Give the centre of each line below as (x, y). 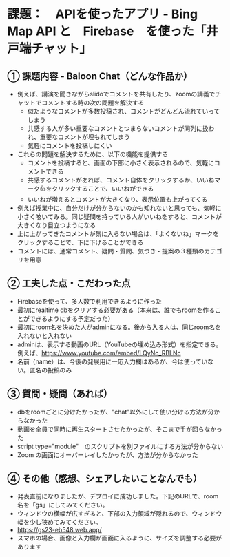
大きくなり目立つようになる (56, 225)
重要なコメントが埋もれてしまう (85, 137)
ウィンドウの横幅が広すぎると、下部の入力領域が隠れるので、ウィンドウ (119, 514)
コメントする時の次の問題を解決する (93, 103)
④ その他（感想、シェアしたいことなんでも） (105, 479)
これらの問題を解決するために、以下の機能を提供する (93, 154)
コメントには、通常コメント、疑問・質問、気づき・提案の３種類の (111, 251)
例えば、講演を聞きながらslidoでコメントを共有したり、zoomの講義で (116, 94)
